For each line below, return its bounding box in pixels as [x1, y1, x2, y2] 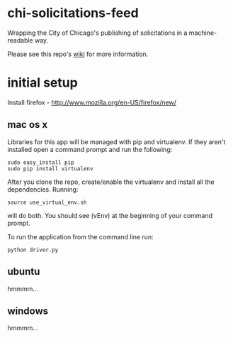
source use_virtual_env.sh [7, 199, 87, 206]
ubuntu [7, 266, 40, 278]
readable [7, 36, 33, 44]
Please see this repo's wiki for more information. [7, 50, 149, 58]
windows [7, 305, 49, 317]
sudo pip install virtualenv [7, 165, 93, 172]
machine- [188, 28, 217, 37]
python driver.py [7, 246, 59, 253]
